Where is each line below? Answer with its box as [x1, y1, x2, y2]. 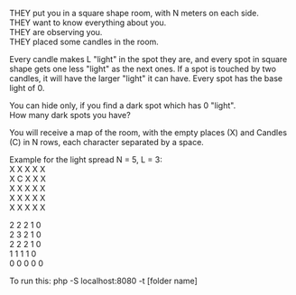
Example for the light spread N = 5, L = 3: [9, 154, 162, 165]
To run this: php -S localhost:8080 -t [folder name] [9, 275, 199, 286]
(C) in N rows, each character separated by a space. [9, 137, 205, 147]
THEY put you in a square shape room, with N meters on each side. [9, 8, 260, 18]
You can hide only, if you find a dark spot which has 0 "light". [9, 100, 236, 111]
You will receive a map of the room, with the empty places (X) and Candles [9, 127, 287, 138]
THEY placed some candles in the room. [9, 36, 160, 47]
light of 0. [9, 83, 45, 93]
